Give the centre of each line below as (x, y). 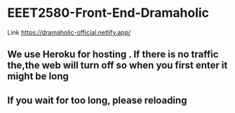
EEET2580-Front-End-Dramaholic (108, 13)
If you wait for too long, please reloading (97, 100)
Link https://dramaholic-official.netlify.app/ (69, 32)
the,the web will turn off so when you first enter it (117, 66)
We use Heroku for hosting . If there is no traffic (113, 54)
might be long (38, 76)
